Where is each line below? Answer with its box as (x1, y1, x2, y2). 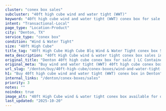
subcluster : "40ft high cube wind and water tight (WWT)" (5, 12, 127, 17)
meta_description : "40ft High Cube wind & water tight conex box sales (5, 53, 156, 58)
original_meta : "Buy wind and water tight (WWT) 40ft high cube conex (5, 62, 154, 67)
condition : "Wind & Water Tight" (5, 39, 74, 44)
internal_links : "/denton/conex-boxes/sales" (5, 76, 100, 81)
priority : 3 (5, 80, 30, 85)
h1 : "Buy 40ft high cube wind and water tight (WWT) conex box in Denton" (5, 71, 163, 76)
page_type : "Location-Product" (5, 26, 70, 30)
